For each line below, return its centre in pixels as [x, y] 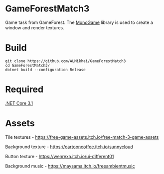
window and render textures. [35, 27]
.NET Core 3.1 [19, 103]
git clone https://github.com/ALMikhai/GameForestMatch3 [66, 61]
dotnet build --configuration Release [45, 70]
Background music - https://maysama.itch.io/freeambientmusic [70, 166]
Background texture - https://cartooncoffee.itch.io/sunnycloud [69, 147]
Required [24, 89]
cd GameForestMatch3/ [28, 65]
